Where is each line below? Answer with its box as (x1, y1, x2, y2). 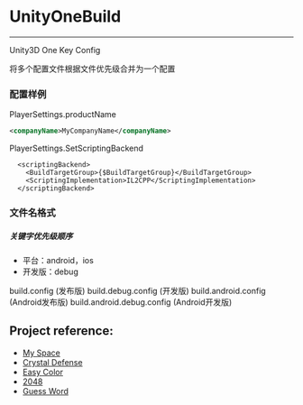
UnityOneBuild (9, 6, 122, 27)
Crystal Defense (22, 356, 83, 367)
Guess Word (22, 385, 69, 396)
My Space (22, 347, 61, 358)
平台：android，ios (22, 255, 95, 265)
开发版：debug (22, 266, 78, 277)
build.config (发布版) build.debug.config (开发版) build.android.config (9, 286, 266, 296)
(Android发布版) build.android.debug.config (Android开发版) (9, 297, 233, 308)
